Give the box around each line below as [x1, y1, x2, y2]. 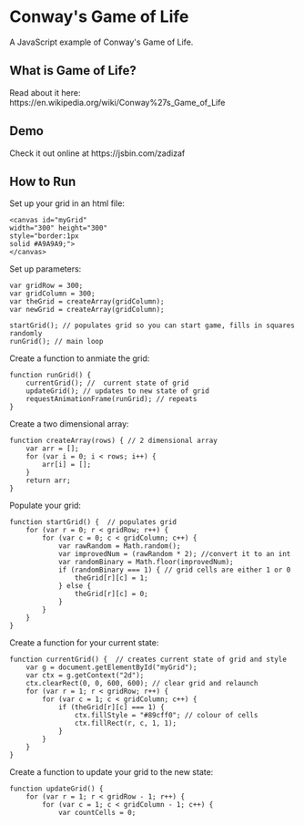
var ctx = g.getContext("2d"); [25, 671, 145, 680]
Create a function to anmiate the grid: [9, 353, 150, 364]
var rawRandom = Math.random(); [57, 542, 181, 551]
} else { [57, 582, 92, 591]
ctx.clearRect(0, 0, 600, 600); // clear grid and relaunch [25, 679, 258, 688]
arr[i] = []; [42, 460, 92, 470]
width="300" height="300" [9, 223, 107, 233]
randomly [9, 329, 43, 338]
